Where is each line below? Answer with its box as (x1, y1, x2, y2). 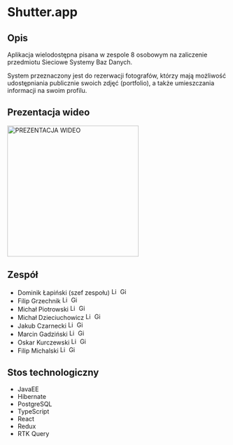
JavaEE (17, 385, 39, 393)
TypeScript (17, 407, 50, 416)
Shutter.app (7, 4, 78, 20)
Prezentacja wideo (7, 106, 90, 119)
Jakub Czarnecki (17, 321, 66, 330)
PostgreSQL (17, 400, 52, 409)
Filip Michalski (17, 346, 59, 355)
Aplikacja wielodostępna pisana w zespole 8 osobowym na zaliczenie (7, 50, 208, 59)
